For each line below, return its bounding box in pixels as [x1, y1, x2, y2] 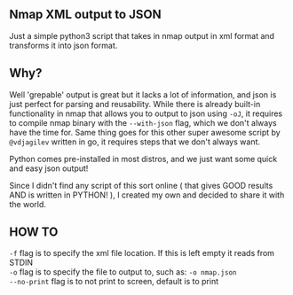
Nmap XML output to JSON [9, 7, 162, 22]
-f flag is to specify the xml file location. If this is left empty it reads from [9, 248, 275, 259]
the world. [9, 198, 47, 209]
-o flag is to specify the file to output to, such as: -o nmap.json [9, 267, 237, 277]
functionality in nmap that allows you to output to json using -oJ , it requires [9, 108, 282, 119]
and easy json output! [9, 163, 89, 174]
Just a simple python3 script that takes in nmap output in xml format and [9, 30, 275, 41]
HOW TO [9, 225, 59, 240]
